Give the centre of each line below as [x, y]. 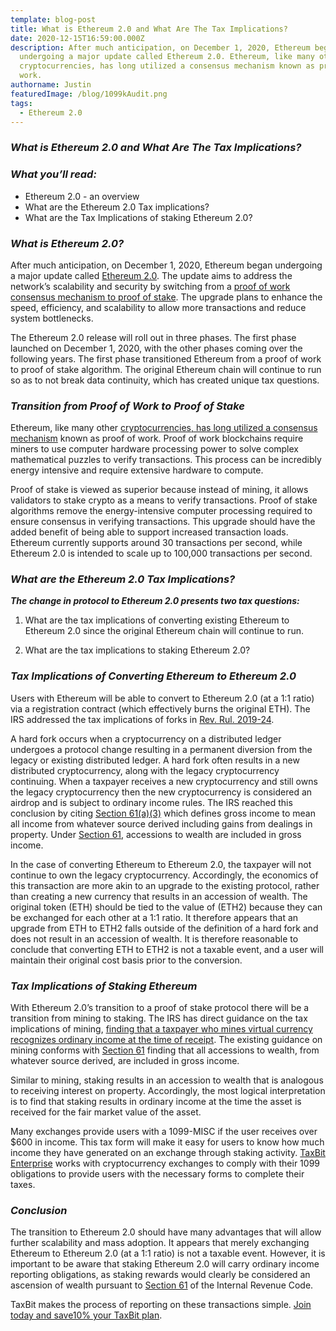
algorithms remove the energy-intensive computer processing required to [161, 511]
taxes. [23, 1185]
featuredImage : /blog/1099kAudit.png [89, 94]
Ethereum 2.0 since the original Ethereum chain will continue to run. [164, 631]
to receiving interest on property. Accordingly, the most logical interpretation [168, 1091]
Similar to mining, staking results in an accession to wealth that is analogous [167, 1080]
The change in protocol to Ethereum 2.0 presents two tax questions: [155, 601]
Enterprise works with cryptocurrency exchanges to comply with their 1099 [165, 1163]
